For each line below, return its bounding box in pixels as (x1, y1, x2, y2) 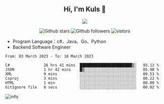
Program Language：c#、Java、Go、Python (12, 38, 106, 44)
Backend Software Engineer (12, 44, 71, 50)
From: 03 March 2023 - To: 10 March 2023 (5, 54, 94, 59)
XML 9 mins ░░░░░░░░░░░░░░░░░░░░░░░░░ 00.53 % (5, 71, 159, 76)
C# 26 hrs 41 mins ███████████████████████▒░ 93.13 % (5, 63, 159, 68)
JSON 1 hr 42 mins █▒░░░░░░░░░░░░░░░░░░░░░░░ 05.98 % (5, 67, 159, 72)
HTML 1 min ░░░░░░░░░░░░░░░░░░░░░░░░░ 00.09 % (5, 80, 159, 85)
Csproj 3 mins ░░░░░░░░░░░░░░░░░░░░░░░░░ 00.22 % (5, 76, 159, 81)
